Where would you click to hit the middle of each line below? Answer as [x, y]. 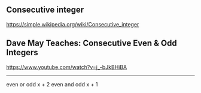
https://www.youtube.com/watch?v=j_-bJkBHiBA [67, 67]
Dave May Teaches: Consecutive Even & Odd [92, 43]
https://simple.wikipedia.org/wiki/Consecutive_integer [73, 24]
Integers [22, 52]
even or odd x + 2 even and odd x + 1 [52, 84]
